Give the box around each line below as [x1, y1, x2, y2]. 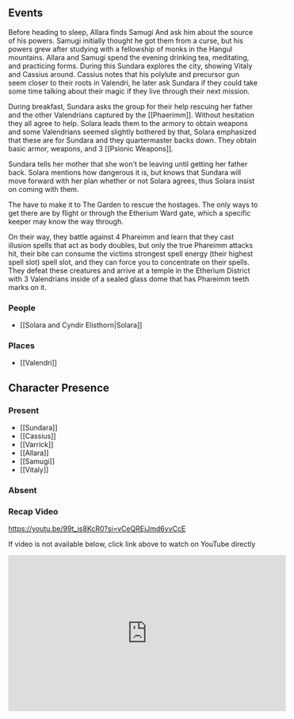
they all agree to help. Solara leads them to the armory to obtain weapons [8, 118, 248, 128]
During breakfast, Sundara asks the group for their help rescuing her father [8, 101, 254, 111]
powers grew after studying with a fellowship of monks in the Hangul [8, 44, 233, 54]
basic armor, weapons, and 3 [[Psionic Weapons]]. [8, 143, 174, 153]
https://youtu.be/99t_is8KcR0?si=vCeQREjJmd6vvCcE [8, 524, 186, 534]
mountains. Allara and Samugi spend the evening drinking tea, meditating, [8, 52, 250, 62]
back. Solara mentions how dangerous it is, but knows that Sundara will [8, 167, 242, 177]
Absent [8, 485, 37, 496]
